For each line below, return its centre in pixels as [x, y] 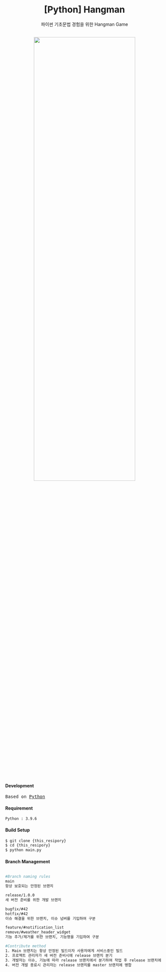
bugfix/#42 [17, 909]
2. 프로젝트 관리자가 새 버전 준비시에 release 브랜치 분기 [59, 955]
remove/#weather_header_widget [38, 932]
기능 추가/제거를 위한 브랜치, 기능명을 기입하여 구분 [52, 937]
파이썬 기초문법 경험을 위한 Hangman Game [85, 24]
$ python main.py [23, 850]
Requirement [19, 808]
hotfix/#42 [17, 914]
